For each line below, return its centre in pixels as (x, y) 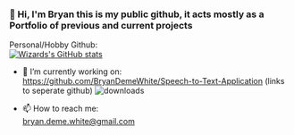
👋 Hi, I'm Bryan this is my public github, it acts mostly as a (137, 14)
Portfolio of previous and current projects (101, 25)
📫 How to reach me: (60, 109)
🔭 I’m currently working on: (72, 72)
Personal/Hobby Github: (54, 45)
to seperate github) (58, 91)
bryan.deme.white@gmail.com (79, 122)
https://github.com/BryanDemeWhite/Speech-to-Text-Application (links (153, 81)
